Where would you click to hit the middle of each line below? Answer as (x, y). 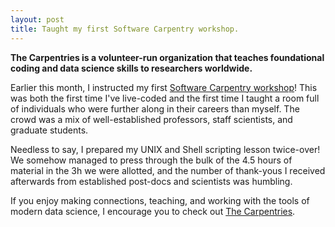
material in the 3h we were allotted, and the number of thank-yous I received (168, 170)
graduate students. (49, 130)
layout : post (37, 19)
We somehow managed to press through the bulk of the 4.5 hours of (151, 160)
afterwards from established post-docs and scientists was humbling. (151, 181)
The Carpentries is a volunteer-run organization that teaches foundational (167, 57)
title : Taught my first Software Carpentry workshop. (125, 29)
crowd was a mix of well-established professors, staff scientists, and (151, 119)
